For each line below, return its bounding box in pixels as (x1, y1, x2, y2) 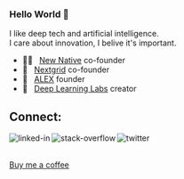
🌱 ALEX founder (21, 74, 86, 85)
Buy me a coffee (9, 159, 69, 170)
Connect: (9, 109, 62, 124)
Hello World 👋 (9, 8, 69, 20)
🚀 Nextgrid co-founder (21, 64, 110, 75)
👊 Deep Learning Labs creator (21, 84, 137, 94)
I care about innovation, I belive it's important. (9, 37, 177, 48)
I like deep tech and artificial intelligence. (9, 28, 159, 39)
